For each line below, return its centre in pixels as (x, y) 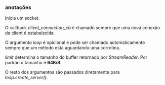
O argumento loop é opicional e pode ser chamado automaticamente (75, 42)
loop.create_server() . (26, 78)
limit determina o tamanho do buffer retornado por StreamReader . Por (76, 57)
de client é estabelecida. (30, 33)
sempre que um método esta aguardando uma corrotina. (63, 48)
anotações (18, 7)
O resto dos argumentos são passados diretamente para (62, 72)
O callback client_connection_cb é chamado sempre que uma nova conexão (82, 28)
